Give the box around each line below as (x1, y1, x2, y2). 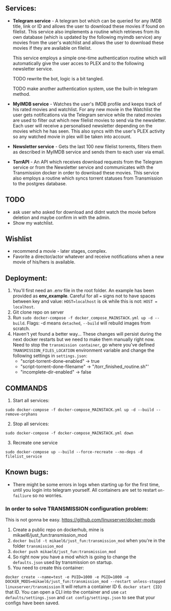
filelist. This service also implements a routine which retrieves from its (12, 28, 160, 35)
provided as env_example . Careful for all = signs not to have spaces (12, 293, 156, 299)
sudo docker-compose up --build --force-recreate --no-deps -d (5, 450, 143, 455)
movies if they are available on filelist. (12, 45, 92, 51)
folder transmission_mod (12, 543, 63, 549)
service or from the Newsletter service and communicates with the (12, 164, 154, 170)
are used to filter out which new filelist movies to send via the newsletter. (12, 117, 166, 123)
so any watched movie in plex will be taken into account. (12, 133, 132, 140)
